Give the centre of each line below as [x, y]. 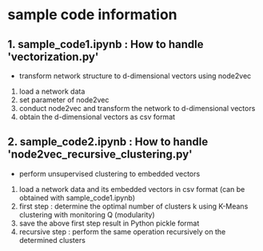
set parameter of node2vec [64, 100]
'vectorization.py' [53, 56]
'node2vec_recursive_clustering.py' [100, 155]
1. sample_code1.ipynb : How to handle [106, 44]
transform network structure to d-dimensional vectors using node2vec [135, 76]
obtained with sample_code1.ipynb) [77, 197]
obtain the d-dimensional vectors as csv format [97, 117]
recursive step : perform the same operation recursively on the [122, 231]
